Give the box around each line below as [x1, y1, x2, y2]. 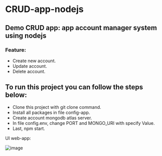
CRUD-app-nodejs [5, 4, 84, 15]
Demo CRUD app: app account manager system [5, 24, 157, 32]
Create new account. [12, 58, 56, 64]
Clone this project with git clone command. [12, 104, 101, 110]
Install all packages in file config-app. [12, 109, 90, 115]
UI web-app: [5, 135, 31, 141]
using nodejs [5, 31, 47, 40]
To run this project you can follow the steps [5, 83, 143, 91]
